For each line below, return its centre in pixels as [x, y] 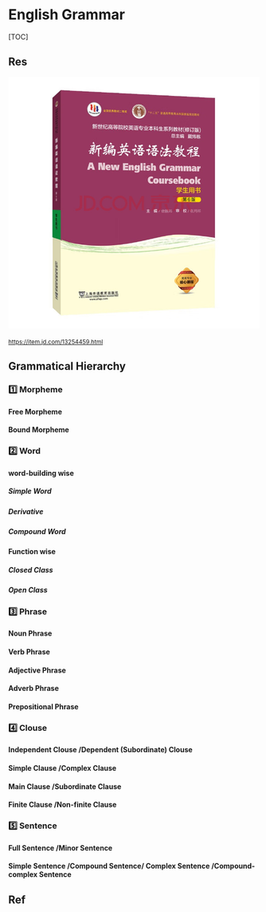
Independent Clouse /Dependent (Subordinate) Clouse [100, 750]
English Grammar [67, 15]
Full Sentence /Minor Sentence [61, 847]
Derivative [26, 511]
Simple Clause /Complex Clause [63, 767]
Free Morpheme [35, 411]
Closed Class [31, 570]
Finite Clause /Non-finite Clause [63, 805]
